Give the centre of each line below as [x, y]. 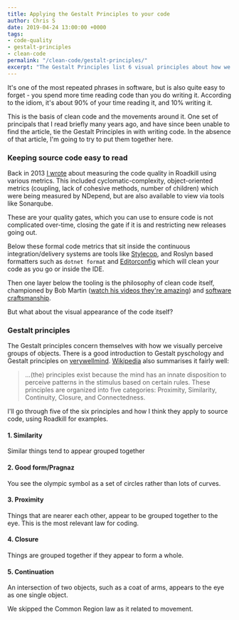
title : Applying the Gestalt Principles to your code [89, 14]
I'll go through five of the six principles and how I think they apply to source [118, 412]
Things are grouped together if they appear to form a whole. [95, 555]
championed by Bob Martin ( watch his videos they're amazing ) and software [119, 290]
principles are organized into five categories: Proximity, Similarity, [121, 390]
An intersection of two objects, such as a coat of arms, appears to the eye [116, 588]
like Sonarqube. [30, 203]
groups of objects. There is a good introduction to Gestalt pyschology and [116, 353]
